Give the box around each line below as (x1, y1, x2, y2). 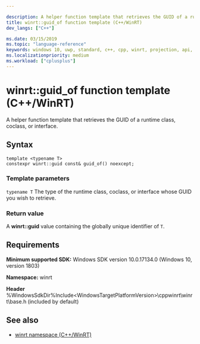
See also (6, 315, 39, 326)
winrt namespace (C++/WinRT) (14, 331, 92, 338)
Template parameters (6, 174, 70, 182)
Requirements (6, 240, 60, 250)
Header (6, 285, 25, 292)
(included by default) (27, 297, 79, 305)
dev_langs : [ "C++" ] (6, 25, 55, 31)
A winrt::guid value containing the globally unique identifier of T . (6, 223, 165, 230)
